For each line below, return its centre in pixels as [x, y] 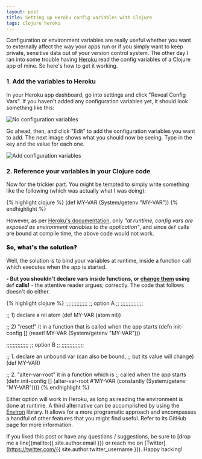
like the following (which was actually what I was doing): [76, 190]
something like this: [30, 108]
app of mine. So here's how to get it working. [62, 66]
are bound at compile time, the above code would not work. [80, 233]
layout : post [23, 12]
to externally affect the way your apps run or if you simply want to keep [95, 47]
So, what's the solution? [42, 247]
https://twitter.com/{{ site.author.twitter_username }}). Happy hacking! [95, 449]
